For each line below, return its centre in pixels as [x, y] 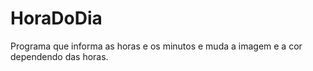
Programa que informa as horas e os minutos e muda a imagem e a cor [156, 46]
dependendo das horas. [59, 56]
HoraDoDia [56, 18]
